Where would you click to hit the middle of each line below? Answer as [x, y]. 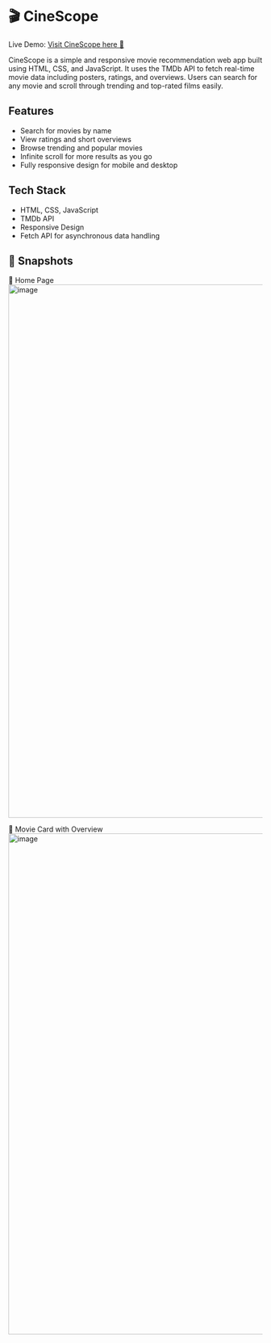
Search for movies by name [66, 130]
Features [31, 111]
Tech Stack [37, 190]
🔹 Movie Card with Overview [56, 829]
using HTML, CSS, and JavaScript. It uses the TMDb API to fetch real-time [131, 68]
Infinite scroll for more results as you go [86, 156]
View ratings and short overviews [75, 139]
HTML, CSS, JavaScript [59, 210]
